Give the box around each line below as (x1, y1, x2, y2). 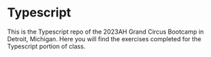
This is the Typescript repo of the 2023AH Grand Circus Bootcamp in (7, 27, 204, 36)
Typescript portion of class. (7, 42, 86, 50)
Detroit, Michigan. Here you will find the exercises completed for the (7, 34, 202, 43)
